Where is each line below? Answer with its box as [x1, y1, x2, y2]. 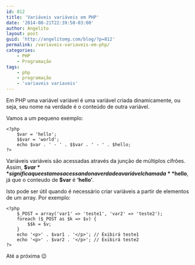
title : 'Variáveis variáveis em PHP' [6, 14, 100, 20]
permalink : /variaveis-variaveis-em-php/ [6, 42, 110, 48]
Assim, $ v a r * [6, 164, 40, 171]
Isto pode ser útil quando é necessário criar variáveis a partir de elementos [6, 188, 190, 195]
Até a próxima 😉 [6, 253, 47, 259]
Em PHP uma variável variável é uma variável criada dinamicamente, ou [6, 97, 181, 104]
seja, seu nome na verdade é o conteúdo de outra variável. [6, 103, 150, 110]
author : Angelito [6, 25, 49, 31]
